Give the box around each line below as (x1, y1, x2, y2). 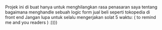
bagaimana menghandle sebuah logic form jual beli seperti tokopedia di (5, 9, 150, 15)
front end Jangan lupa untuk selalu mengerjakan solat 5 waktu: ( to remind (5, 15, 156, 20)
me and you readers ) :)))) (5, 19, 58, 25)
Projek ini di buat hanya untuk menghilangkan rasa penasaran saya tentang (5, 4, 158, 10)
